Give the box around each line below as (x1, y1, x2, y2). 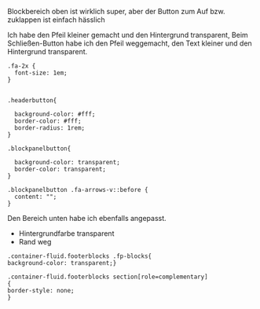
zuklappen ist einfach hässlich (7, 15, 105, 24)
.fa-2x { (7, 62, 36, 70)
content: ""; (14, 193, 57, 200)
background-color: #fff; (14, 110, 96, 118)
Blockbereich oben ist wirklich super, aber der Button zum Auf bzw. (7, 7, 225, 16)
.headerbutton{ (7, 97, 57, 105)
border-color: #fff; (14, 117, 82, 125)
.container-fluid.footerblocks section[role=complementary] (7, 273, 209, 281)
